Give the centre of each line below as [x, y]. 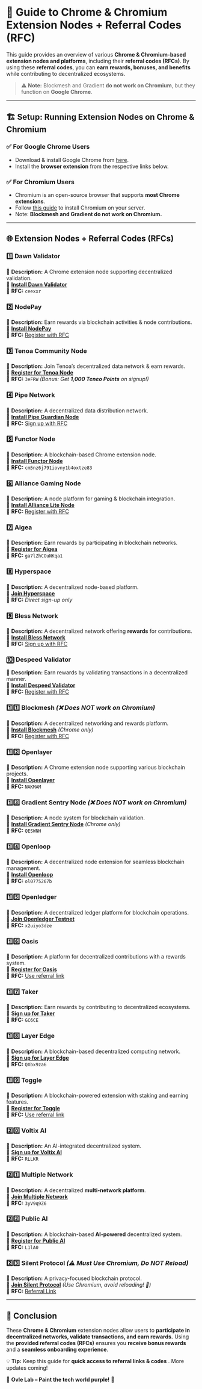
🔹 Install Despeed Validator [41, 685]
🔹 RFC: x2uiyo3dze [29, 925]
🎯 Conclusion [32, 1316]
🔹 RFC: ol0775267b [29, 881]
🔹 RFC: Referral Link [31, 1291]
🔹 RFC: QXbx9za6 [26, 1064]
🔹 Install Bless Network [36, 637]
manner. [17, 679]
